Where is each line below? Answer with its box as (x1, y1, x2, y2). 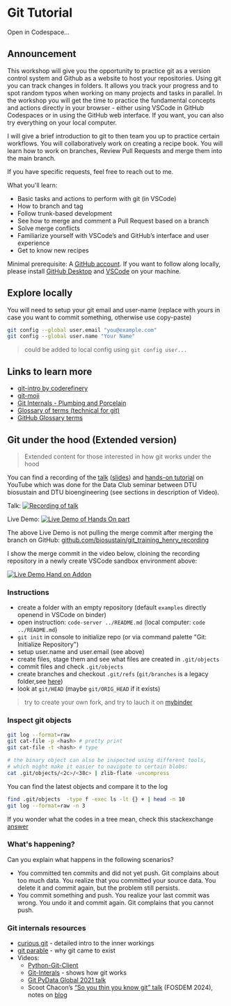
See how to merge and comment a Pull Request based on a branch (17, 216, 209, 225)
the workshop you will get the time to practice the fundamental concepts (7, 96, 216, 104)
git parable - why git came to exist (17, 946, 116, 955)
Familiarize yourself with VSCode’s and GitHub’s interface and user (17, 231, 209, 239)
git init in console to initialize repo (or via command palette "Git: (17, 633, 207, 641)
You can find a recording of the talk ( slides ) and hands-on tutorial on (7, 473, 204, 481)
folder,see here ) (17, 677, 63, 686)
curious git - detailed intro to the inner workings (17, 939, 154, 948)
